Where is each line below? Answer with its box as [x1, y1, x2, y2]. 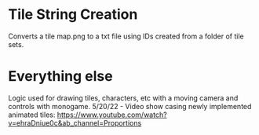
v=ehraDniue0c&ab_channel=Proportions [8, 118, 142, 127]
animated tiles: [8, 110, 56, 119]
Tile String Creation [8, 5, 138, 24]
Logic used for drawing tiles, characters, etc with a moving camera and [8, 93, 239, 103]
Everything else [8, 67, 113, 86]
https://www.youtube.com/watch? [57, 110, 167, 119]
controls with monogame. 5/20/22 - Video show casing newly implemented [8, 101, 252, 111]
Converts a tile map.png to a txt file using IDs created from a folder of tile [8, 31, 245, 41]
